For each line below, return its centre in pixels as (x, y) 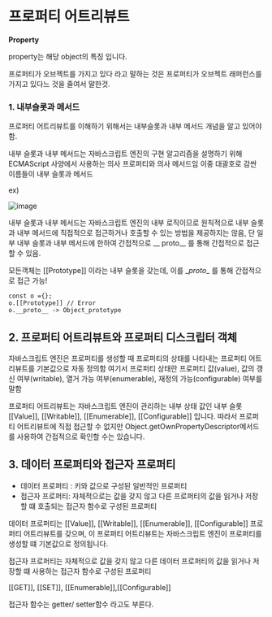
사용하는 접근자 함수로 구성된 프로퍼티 (92, 571)
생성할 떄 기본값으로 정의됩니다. (58, 543)
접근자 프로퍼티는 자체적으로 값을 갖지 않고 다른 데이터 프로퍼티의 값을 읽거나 (130, 561)
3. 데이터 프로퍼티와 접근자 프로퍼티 (92, 465)
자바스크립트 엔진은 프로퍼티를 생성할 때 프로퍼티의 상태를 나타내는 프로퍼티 (128, 358)
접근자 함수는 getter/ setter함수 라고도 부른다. (81, 604)
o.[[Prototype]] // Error (52, 303)
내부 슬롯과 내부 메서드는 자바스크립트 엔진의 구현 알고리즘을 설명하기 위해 (125, 154)
